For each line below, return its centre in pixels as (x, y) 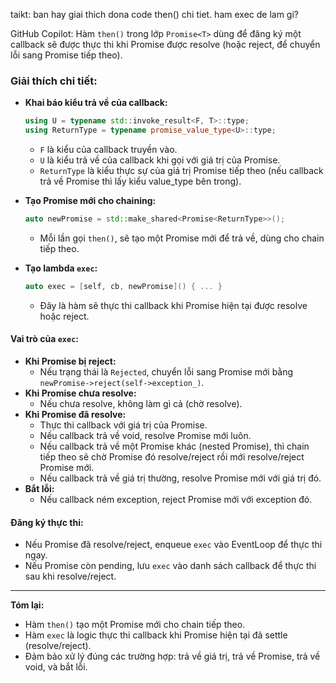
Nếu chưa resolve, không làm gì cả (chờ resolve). (141, 403)
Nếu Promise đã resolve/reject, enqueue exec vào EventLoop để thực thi (173, 545)
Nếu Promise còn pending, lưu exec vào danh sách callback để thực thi (170, 566)
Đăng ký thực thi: (47, 522)
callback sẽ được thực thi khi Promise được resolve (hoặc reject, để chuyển (165, 44)
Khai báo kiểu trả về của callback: (96, 103)
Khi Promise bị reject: (70, 361)
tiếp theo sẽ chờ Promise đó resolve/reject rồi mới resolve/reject (172, 457)
